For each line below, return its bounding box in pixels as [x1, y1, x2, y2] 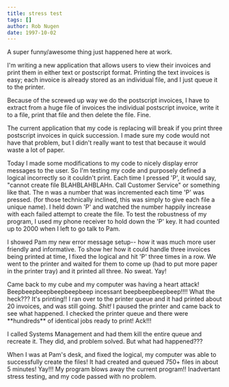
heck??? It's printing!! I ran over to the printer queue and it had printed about [7, 295, 222, 303]
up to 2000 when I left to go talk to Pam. [7, 225, 121, 233]
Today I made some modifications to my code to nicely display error [7, 159, 198, 168]
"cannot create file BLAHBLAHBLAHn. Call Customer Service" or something [7, 181, 220, 189]
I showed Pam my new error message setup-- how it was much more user [7, 238, 216, 247]
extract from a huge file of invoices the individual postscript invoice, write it [7, 103, 219, 112]
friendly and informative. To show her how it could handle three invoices [7, 245, 211, 253]
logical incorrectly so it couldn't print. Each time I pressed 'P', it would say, [7, 174, 217, 182]
